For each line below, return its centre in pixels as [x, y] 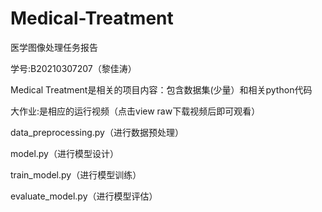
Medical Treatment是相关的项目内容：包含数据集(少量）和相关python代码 [161, 89]
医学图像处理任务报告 [54, 47]
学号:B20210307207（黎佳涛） [73, 68]
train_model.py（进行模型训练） [76, 174]
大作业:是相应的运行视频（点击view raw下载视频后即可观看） [135, 111]
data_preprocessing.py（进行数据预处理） [97, 132]
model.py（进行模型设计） [64, 153]
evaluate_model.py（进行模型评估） [84, 196]
